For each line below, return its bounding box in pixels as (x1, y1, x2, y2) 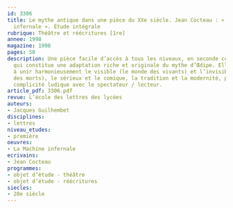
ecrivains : (7, 152, 39, 159)
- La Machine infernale (7, 146, 76, 153)
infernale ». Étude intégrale (13, 23, 101, 30)
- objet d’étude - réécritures (7, 177, 98, 184)
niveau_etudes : (7, 126, 51, 133)
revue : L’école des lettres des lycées (7, 94, 123, 101)
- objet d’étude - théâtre (7, 171, 85, 178)
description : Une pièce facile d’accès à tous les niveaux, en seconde (7, 55, 218, 62)
